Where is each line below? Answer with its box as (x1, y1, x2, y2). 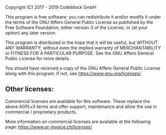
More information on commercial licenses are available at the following (5, 118, 151, 124)
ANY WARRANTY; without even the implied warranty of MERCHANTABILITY (5, 45, 161, 50)
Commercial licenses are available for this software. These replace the (5, 98, 150, 104)
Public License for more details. (5, 55, 70, 61)
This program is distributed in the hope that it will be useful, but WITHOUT (5, 39, 158, 45)
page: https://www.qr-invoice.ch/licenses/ (5, 123, 92, 129)
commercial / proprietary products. (5, 108, 77, 114)
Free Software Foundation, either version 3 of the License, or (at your (5, 24, 148, 30)
